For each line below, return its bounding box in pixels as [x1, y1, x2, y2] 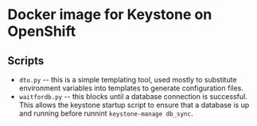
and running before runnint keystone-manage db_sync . [18, 109, 193, 118]
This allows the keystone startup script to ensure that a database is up [18, 101, 250, 109]
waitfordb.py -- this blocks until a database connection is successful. [18, 92, 247, 101]
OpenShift [7, 22, 76, 40]
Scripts [7, 54, 45, 67]
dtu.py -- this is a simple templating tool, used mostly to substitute [18, 75, 237, 84]
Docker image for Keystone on [7, 6, 212, 24]
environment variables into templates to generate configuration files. [18, 83, 244, 93]
